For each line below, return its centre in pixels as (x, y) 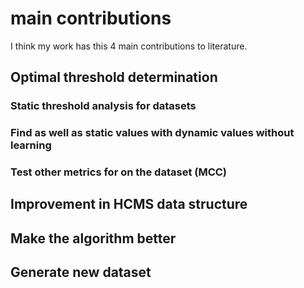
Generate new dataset (81, 272)
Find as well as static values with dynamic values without (152, 133)
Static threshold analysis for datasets (103, 106)
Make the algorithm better (93, 238)
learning (31, 145)
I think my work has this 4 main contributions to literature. (129, 46)
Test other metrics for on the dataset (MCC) (119, 172)
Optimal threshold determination (114, 77)
